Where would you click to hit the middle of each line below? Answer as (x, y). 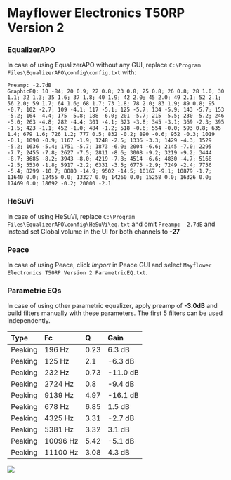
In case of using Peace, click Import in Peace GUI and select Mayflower (110, 265)
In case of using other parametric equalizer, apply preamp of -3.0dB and (112, 306)
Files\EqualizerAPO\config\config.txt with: (72, 72)
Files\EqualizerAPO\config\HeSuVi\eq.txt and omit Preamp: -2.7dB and (111, 224)
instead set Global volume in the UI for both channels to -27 (94, 231)
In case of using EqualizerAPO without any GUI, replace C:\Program (104, 65)
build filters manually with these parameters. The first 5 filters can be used (115, 313)
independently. (29, 321)
